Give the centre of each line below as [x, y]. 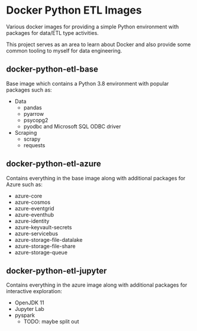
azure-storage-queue [41, 252]
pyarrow [34, 113]
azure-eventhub [34, 215]
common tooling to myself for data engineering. [64, 50]
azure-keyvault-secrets [43, 227]
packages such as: [29, 90]
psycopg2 [36, 120]
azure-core [28, 196]
